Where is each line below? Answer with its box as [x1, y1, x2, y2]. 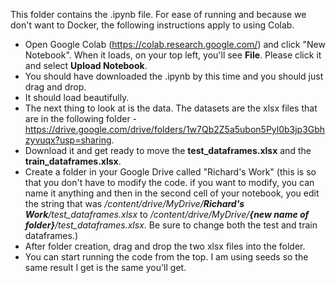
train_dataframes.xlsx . [24, 155, 122, 167]
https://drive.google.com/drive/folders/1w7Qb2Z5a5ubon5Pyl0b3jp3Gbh [24, 124, 326, 135]
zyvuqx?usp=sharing [24, 134, 112, 146]
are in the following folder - [24, 113, 138, 124]
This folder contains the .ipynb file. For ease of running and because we [10, 9, 307, 20]
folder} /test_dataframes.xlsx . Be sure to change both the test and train [24, 219, 318, 231]
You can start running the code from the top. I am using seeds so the [24, 251, 309, 263]
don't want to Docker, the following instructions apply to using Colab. [10, 19, 295, 31]
